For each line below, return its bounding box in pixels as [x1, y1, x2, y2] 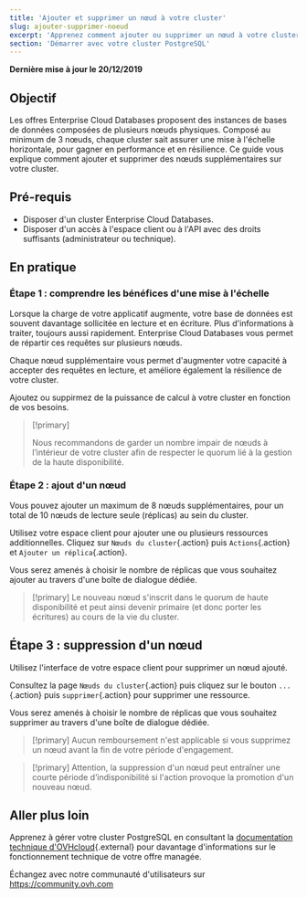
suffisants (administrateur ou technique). [22, 233, 176, 244]
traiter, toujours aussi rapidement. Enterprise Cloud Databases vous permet [9, 327, 294, 338]
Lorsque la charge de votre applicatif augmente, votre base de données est [9, 308, 293, 319]
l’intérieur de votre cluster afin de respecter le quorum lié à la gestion [31, 447, 292, 458]
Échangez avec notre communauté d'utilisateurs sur [9, 869, 206, 880]
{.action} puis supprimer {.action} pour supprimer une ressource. [9, 689, 251, 700]
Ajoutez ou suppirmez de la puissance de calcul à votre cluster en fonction [9, 392, 291, 403]
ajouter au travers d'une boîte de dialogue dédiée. [9, 574, 198, 585]
